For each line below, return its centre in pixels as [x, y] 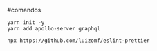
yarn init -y [26, 23]
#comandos [24, 10]
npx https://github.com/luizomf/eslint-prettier [78, 41]
